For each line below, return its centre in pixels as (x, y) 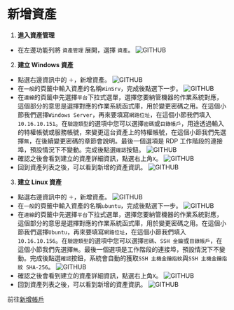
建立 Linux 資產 (39, 182)
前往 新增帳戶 (26, 299)
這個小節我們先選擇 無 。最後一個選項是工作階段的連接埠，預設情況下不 (118, 249)
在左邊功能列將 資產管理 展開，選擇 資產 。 (76, 50)
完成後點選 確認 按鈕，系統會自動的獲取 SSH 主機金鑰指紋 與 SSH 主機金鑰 (126, 258)
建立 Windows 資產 (45, 64)
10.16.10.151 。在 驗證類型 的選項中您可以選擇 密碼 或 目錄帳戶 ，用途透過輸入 (121, 123)
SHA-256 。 (40, 267)
